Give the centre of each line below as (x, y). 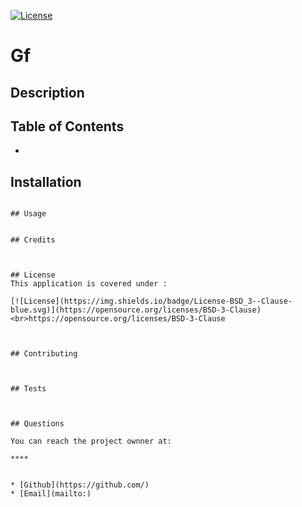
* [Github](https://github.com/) (80, 485)
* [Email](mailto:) (51, 494)
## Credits (33, 240)
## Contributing (44, 354)
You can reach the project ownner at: (91, 441)
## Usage (28, 214)
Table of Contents (67, 126)
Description (47, 92)
